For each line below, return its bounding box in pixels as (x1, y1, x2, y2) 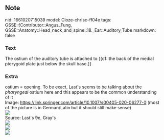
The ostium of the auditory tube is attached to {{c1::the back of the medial (5, 56, 154, 61)
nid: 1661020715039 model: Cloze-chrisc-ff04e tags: (5, 17, 112, 22)
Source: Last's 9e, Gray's (5, 115, 56, 121)
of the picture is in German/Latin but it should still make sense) (5, 105, 131, 111)
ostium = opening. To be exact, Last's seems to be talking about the (5, 84, 142, 90)
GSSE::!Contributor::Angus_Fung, (5, 22, 72, 28)
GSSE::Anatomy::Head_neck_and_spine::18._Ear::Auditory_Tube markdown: (5, 27, 156, 33)
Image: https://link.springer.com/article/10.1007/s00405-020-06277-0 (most (5, 100, 160, 105)
